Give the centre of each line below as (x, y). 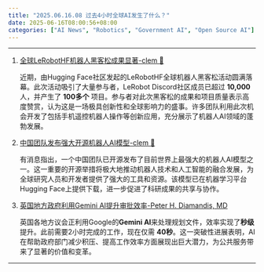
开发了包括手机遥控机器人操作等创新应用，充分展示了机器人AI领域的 (137, 116)
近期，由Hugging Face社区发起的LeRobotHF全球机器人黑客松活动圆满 (132, 77)
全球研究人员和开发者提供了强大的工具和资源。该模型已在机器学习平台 (133, 179)
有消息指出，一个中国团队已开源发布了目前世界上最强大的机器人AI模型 (133, 160)
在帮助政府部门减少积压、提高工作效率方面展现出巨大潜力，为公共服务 (133, 242)
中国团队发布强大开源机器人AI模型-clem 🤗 (87, 143)
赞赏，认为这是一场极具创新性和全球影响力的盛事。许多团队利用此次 (137, 107)
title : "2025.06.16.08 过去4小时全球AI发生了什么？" (89, 15)
